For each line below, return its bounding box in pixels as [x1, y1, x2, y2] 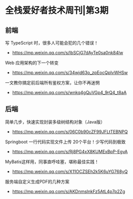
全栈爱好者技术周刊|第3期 [5, 5, 109, 16]
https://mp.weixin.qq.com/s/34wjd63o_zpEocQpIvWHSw [12, 70, 128, 75]
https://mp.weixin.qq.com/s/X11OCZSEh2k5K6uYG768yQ [12, 168, 128, 174]
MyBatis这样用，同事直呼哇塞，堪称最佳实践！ [5, 158, 99, 165]
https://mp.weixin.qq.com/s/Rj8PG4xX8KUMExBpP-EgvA [12, 149, 128, 154]
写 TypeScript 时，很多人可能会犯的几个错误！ [5, 40, 99, 46]
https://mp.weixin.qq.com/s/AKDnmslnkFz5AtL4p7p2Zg [12, 188, 125, 194]
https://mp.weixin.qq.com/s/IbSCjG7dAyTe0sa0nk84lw [12, 50, 124, 55]
